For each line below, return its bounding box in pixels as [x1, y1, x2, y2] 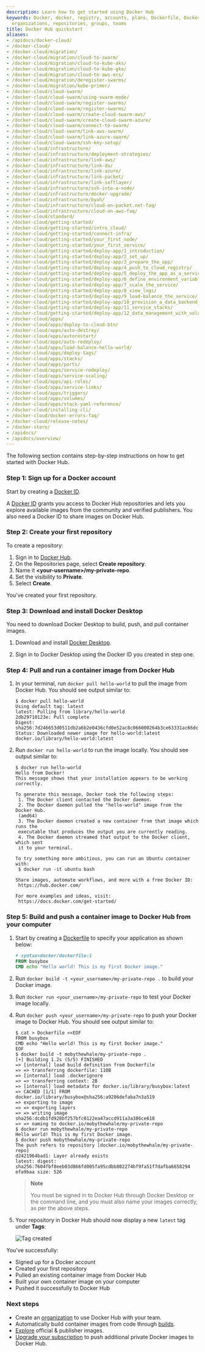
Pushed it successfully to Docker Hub [15, 1285, 110, 1292]
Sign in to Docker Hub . [15, 553, 72, 561]
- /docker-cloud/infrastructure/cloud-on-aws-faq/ [6, 208, 138, 214]
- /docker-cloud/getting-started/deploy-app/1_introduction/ [6, 248, 165, 254]
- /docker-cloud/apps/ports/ [6, 361, 81, 368]
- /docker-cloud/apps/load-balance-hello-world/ [6, 344, 132, 350]
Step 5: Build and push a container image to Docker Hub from [6, 912, 191, 921]
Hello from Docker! [15, 770, 65, 777]
